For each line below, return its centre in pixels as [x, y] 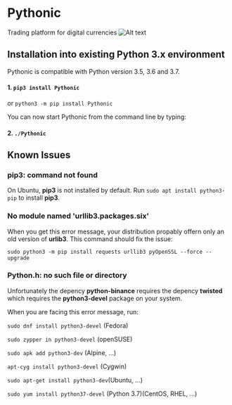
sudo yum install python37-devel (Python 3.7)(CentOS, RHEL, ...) [102, 393]
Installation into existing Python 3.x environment [116, 54]
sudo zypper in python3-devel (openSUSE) [70, 339]
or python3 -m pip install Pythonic [60, 103]
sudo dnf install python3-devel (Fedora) [68, 326]
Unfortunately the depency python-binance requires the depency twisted [115, 290]
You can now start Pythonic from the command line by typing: [97, 117]
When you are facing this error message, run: [73, 311]
